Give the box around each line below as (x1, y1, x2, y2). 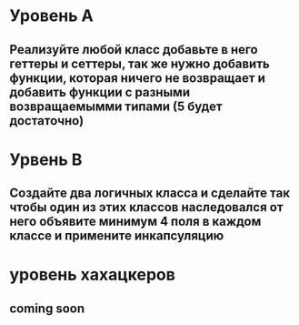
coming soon (9, 300, 85, 316)
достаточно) (9, 113, 85, 128)
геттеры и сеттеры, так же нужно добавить (9, 56, 270, 71)
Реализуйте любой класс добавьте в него (9, 42, 258, 57)
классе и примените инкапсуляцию (9, 229, 224, 244)
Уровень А (9, 5, 94, 26)
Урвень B (9, 149, 83, 169)
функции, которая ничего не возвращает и (9, 70, 265, 86)
